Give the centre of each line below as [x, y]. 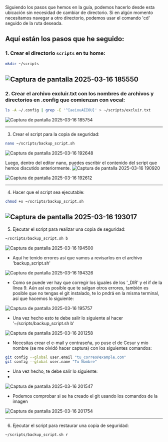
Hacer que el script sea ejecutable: [48, 192]
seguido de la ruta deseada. [34, 23]
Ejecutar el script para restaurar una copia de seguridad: [70, 425]
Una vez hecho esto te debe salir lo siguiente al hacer [68, 318]
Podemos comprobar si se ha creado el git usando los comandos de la [85, 396]
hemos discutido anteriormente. [38, 168]
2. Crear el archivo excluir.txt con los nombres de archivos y [79, 93]
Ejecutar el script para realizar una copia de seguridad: [69, 229]
